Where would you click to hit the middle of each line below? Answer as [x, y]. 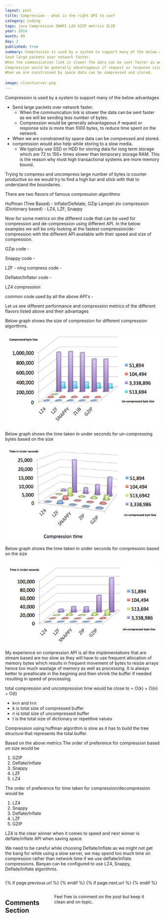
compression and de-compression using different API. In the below [73, 223]
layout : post [18, 10]
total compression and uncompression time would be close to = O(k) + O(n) [82, 688]
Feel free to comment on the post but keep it [99, 897]
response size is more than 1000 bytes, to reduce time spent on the [88, 128]
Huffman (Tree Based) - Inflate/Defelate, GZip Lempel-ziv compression [77, 204]
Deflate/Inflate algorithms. [31, 869]
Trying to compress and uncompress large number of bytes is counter [76, 174]
